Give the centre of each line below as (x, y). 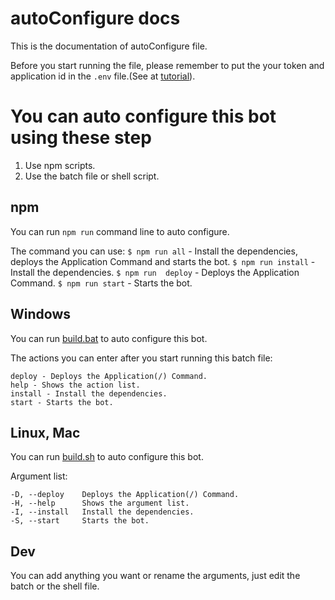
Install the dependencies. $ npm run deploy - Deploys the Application (155, 272)
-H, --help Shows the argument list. (100, 503)
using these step (81, 138)
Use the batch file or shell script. (92, 176)
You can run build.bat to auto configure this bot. (109, 338)
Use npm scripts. (60, 165)
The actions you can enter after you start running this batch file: (141, 358)
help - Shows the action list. (75, 385)
